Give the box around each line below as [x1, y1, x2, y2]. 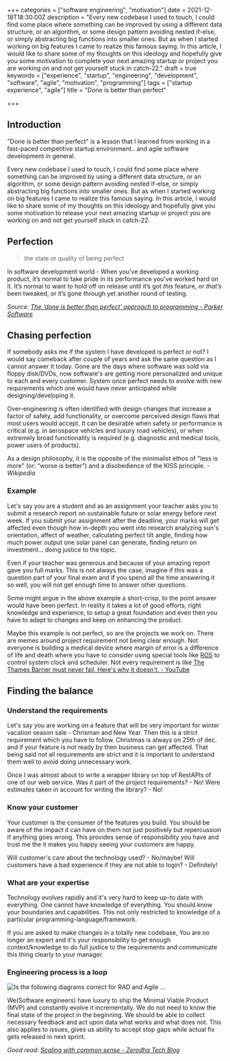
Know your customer [7, 803, 79, 812]
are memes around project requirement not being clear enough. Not [7, 636, 199, 644]
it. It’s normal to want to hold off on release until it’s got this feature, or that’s [7, 282, 222, 290]
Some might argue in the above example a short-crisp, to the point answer [7, 594, 217, 602]
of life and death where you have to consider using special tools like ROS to [7, 650, 220, 659]
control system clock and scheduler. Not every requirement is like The [7, 658, 205, 666]
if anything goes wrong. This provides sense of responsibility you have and [7, 833, 219, 841]
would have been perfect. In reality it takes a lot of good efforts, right [7, 601, 202, 609]
